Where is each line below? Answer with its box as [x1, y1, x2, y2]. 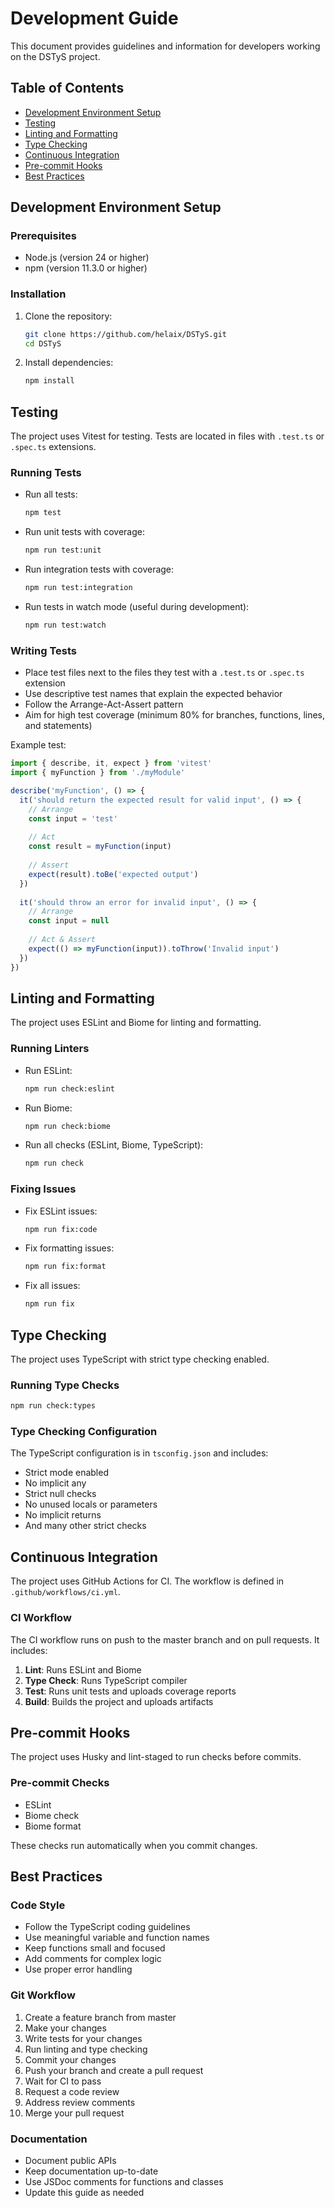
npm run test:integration [24, 583, 133, 593]
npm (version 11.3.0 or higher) [24, 262, 148, 274]
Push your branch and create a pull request [24, 2064, 204, 2076]
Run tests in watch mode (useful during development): [24, 601, 250, 613]
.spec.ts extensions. [10, 441, 97, 453]
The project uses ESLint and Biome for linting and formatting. [10, 1017, 262, 1029]
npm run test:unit [24, 545, 102, 556]
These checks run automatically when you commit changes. [10, 1839, 258, 1851]
